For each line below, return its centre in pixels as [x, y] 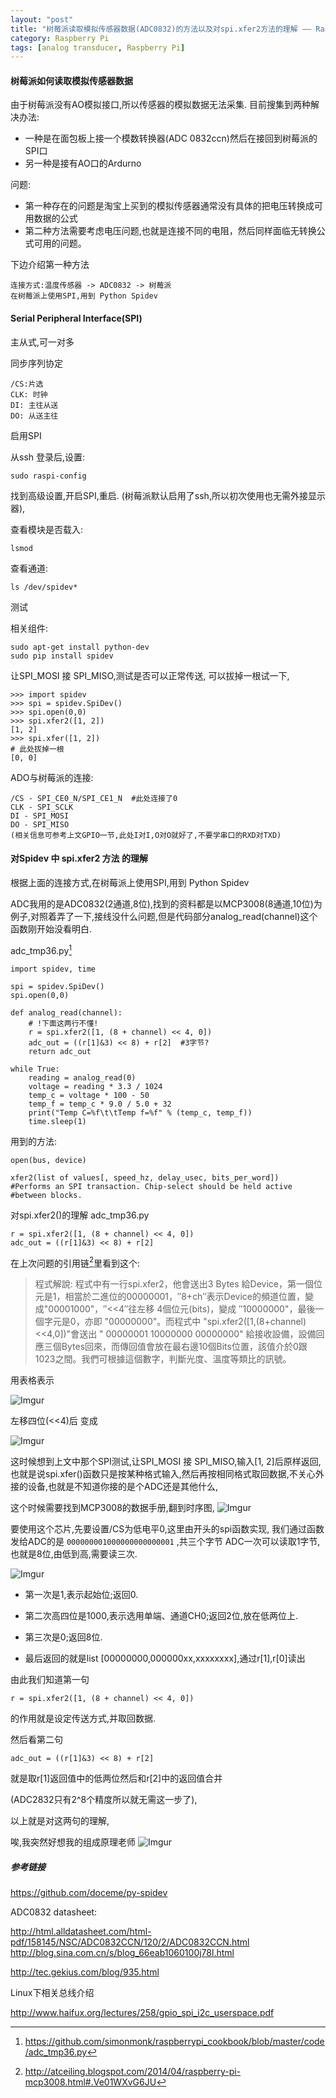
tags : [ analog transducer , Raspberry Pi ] [98, 47]
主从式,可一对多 [42, 342]
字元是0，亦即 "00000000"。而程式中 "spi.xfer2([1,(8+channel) [175, 1322]
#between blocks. [46, 1195]
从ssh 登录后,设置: [48, 457]
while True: [35, 1069]
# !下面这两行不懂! [63, 1023]
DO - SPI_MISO [40, 824]
